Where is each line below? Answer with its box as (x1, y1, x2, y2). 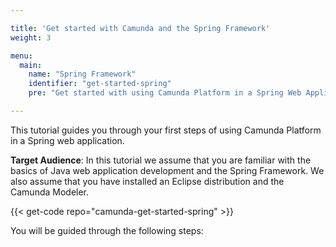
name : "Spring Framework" (28, 69, 137, 80)
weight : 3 (10, 32, 52, 43)
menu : (10, 51, 33, 61)
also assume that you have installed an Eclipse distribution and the (10, 175, 285, 187)
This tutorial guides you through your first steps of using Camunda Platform (10, 124, 322, 136)
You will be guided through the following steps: (10, 224, 204, 236)
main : (19, 60, 43, 70)
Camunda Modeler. (10, 186, 90, 198)
